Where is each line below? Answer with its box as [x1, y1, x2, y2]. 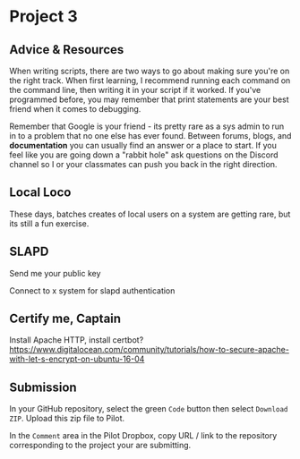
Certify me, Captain [9, 311, 122, 327]
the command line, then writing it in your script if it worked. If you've [9, 85, 261, 95]
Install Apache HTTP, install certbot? [9, 335, 144, 345]
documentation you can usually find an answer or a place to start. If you [9, 140, 278, 150]
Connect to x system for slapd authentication [9, 285, 176, 296]
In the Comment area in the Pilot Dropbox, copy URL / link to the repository [9, 430, 278, 441]
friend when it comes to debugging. [9, 104, 141, 114]
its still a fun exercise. [9, 217, 90, 229]
